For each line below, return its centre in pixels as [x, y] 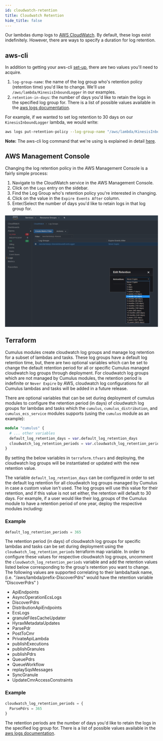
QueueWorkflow [28, 665]
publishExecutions [30, 644]
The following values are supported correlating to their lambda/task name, [79, 573]
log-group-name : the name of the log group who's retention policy [77, 82]
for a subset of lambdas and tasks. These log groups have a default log [76, 357]
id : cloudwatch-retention [31, 10]
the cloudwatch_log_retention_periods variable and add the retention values [81, 562]
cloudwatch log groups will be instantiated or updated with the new [72, 463]
